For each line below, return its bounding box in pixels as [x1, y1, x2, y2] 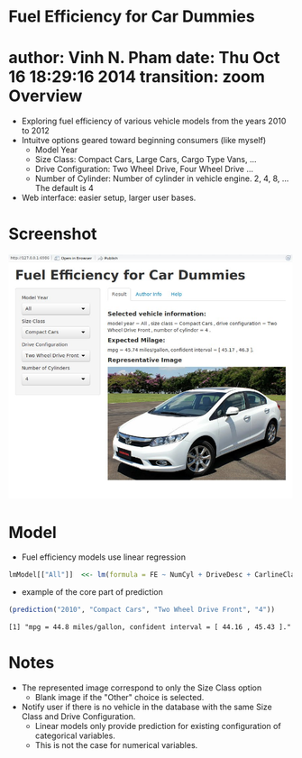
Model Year [34, 144, 78, 155]
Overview [8, 86, 83, 106]
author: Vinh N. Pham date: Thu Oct [8, 48, 280, 68]
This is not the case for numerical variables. [34, 739, 198, 750]
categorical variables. [34, 730, 116, 741]
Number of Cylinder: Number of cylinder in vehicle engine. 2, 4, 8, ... [34, 173, 289, 184]
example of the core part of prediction [21, 587, 163, 598]
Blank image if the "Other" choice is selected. [34, 691, 205, 702]
